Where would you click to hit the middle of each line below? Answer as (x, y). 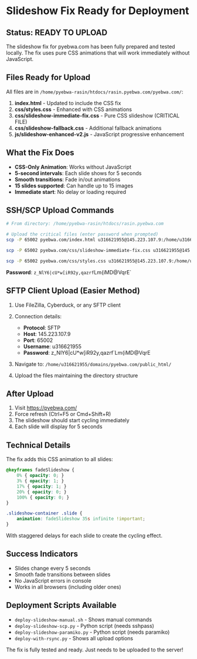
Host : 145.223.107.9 (47, 334)
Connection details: (38, 316)
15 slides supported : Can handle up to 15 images (74, 186)
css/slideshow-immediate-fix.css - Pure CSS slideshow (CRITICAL (97, 115)
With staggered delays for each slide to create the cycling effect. (84, 535)
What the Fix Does (40, 153)
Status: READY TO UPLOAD (57, 33)
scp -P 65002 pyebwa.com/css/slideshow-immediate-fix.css (78, 251)
